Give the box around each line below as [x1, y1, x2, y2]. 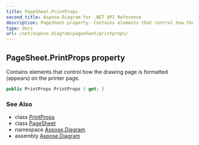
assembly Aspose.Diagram [14, 133, 81, 140]
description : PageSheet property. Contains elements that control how [6, 20, 184, 25]
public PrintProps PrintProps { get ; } [6, 86, 105, 92]
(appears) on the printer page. [6, 75, 80, 82]
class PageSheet [14, 120, 56, 127]
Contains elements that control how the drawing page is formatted [6, 68, 168, 75]
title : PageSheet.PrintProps [6, 8, 78, 15]
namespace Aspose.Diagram [14, 126, 86, 133]
